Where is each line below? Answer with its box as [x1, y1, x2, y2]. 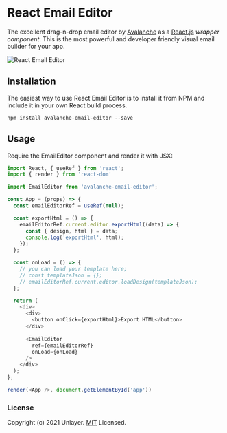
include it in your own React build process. [7, 101, 128, 109]
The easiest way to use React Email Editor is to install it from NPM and [7, 94, 205, 102]
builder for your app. [7, 42, 65, 50]
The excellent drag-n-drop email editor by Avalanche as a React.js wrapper [7, 28, 219, 36]
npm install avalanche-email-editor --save [7, 114, 134, 121]
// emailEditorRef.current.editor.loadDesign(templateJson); [19, 278, 198, 285]
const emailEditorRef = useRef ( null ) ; [13, 202, 125, 209]
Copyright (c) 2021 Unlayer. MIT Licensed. [7, 419, 127, 427]
